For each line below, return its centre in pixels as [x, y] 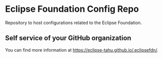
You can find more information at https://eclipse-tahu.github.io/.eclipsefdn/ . [82, 50]
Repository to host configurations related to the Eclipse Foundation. [73, 23]
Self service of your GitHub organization [68, 38]
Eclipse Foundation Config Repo [72, 9]
